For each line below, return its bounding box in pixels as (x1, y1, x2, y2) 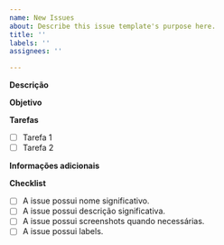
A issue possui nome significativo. (22, 195, 150, 206)
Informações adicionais (9, 160, 100, 172)
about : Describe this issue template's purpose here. (9, 22, 217, 31)
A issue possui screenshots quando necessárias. (22, 216, 205, 227)
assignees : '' (9, 47, 63, 56)
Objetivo (9, 97, 42, 108)
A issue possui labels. (22, 226, 104, 237)
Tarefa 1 (22, 132, 52, 143)
